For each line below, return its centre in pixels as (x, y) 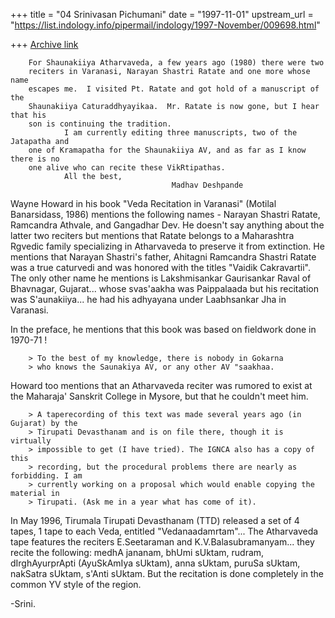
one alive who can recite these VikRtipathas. (127, 168)
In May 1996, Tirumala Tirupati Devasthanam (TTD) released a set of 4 (155, 520)
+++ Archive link (44, 44)
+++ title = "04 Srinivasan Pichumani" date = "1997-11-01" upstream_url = (162, 14)
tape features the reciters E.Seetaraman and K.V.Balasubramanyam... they (162, 542)
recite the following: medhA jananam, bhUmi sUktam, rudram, (137, 552)
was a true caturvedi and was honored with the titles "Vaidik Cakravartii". (160, 267)
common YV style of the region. (76, 584)
